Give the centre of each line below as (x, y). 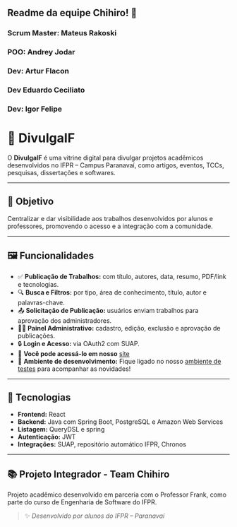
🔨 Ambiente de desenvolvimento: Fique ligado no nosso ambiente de (119, 361)
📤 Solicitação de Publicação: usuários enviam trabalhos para (108, 310)
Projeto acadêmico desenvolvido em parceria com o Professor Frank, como (117, 495)
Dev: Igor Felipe (35, 109)
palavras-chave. (41, 302)
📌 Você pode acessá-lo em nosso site (73, 353)
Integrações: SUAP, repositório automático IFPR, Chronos (102, 444)
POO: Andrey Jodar (41, 52)
